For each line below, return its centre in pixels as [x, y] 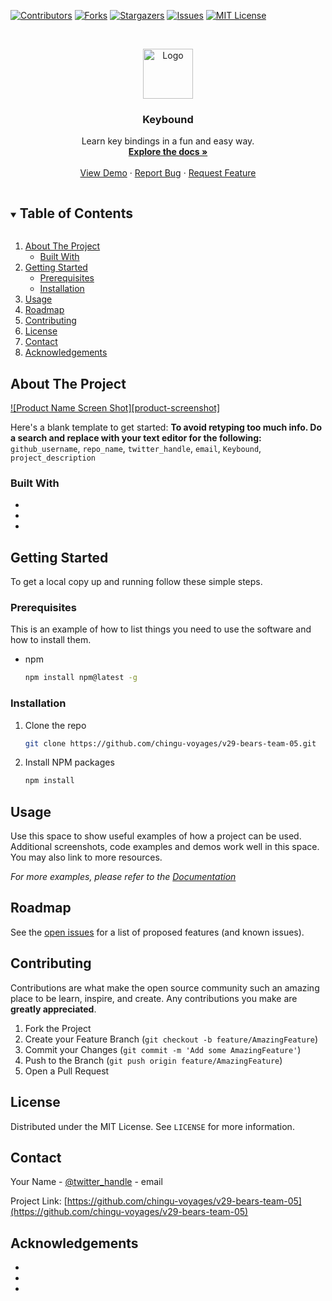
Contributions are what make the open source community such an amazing [165, 987]
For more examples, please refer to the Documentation [123, 877]
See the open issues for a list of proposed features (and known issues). [157, 932]
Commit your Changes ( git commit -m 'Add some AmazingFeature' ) [163, 1049]
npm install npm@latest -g [81, 678]
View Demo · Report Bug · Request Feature [168, 173]
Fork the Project [58, 1028]
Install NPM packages [69, 762]
